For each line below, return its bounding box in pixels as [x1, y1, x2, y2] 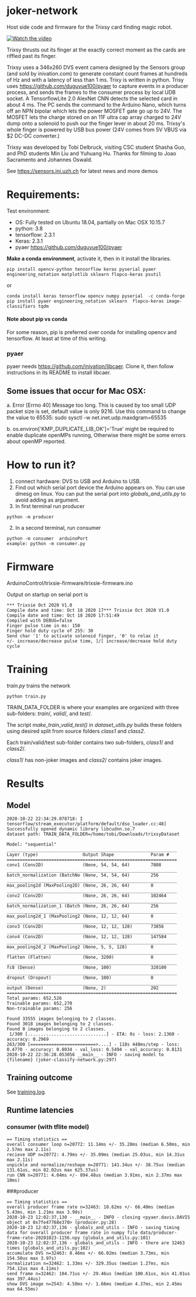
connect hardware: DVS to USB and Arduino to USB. [15, 478, 141, 485]
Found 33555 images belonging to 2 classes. [6, 1016, 117, 1022]
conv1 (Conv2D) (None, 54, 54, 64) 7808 [6, 862, 161, 868]
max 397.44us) [6, 1276, 42, 1282]
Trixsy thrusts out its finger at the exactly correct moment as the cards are [6, 46, 186, 53]
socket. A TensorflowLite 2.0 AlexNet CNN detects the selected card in [6, 95, 178, 102]
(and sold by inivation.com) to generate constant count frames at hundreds [6, 70, 188, 77]
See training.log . [6, 1088, 46, 1095]
